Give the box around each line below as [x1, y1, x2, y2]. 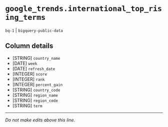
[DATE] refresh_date [12, 65, 55, 71]
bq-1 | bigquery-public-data [5, 27, 63, 33]
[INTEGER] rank [12, 76, 45, 82]
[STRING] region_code [12, 97, 58, 103]
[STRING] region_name [12, 92, 58, 98]
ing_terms [5, 13, 46, 22]
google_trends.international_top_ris [5, 4, 162, 13]
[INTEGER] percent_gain [12, 81, 63, 87]
